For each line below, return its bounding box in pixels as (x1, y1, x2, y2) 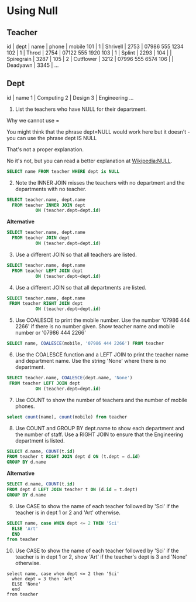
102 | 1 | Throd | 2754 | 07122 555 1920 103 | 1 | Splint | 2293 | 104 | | (6, 49, 172, 56)
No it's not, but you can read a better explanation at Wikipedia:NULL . (6, 157, 173, 164)
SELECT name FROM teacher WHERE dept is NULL (6, 168, 119, 174)
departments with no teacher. (15, 185, 87, 192)
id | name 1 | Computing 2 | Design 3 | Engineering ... (6, 94, 134, 101)
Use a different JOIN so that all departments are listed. (15, 284, 147, 291)
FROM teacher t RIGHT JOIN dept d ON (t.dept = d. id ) (6, 454, 141, 460)
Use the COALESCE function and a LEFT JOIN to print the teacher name (15, 351, 189, 358)
